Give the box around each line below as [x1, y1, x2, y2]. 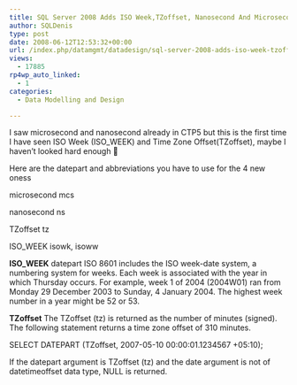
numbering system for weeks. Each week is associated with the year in [9, 267, 268, 279]
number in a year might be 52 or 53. [9, 296, 140, 306]
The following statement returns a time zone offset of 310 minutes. [9, 322, 252, 333]
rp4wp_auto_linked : [9, 71, 81, 80]
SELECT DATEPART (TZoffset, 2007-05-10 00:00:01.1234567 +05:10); [9, 340, 263, 350]
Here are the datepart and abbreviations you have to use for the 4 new [9, 163, 266, 173]
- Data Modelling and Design [17, 95, 125, 104]
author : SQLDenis [9, 21, 73, 30]
